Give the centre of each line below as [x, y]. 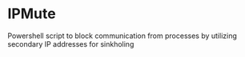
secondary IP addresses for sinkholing [71, 44]
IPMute [32, 14]
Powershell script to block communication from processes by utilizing [122, 36]
